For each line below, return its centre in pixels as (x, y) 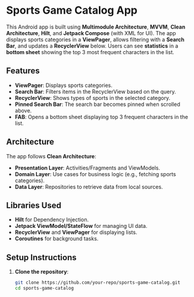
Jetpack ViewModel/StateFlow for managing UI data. (81, 226)
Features (23, 71)
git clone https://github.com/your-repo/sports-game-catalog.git (97, 283)
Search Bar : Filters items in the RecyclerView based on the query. (96, 91)
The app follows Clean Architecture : (51, 156)
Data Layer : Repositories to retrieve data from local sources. (89, 187)
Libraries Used (34, 205)
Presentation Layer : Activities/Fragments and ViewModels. (87, 168)
